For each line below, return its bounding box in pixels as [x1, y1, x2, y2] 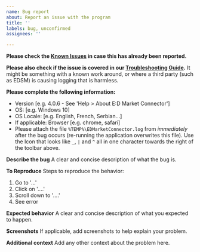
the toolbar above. [14, 145, 60, 152]
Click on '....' [14, 186, 45, 193]
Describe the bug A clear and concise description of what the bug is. [6, 156, 177, 163]
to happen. [6, 216, 33, 223]
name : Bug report [6, 8, 50, 15]
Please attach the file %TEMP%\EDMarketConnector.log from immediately [14, 125, 188, 133]
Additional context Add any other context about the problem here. [6, 239, 170, 247]
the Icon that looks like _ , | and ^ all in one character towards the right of [14, 138, 194, 145]
